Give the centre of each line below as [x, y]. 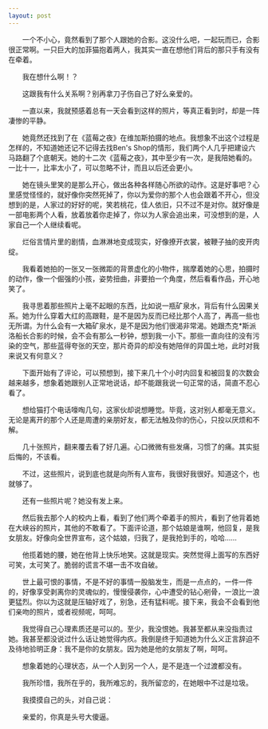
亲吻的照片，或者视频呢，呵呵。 [67, 611]
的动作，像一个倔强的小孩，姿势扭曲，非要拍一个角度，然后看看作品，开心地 [134, 278]
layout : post [30, 16]
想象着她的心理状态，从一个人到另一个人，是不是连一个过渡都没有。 [134, 666]
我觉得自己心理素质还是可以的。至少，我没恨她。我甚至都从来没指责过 [137, 628]
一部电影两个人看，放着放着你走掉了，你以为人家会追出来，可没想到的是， [130, 214]
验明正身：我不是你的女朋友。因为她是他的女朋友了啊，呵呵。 [130, 648]
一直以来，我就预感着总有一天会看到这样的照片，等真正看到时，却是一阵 [141, 110]
